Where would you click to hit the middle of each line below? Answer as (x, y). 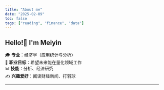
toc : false (16, 18)
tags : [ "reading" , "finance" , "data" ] (44, 23)
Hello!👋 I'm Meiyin (33, 42)
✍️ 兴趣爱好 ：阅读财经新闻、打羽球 (40, 76)
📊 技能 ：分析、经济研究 (29, 69)
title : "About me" (24, 9)
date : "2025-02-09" (25, 14)
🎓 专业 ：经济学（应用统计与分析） (40, 55)
